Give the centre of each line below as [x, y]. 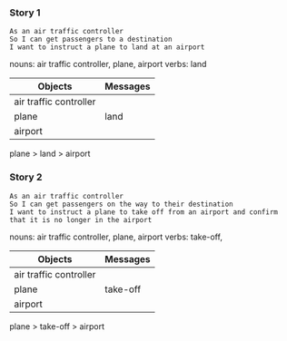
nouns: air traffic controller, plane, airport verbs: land [108, 64]
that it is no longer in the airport [81, 219]
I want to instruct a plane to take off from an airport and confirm [144, 212]
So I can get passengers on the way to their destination [121, 204]
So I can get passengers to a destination [91, 39]
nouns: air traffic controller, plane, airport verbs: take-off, [116, 237]
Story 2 [26, 177]
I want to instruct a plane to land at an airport [107, 47]
